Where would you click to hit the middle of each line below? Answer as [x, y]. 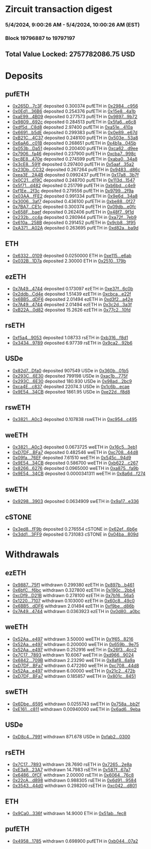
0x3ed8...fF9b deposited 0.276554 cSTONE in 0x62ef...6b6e [75, 529]
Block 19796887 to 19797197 [40, 38]
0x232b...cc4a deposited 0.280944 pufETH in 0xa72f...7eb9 [75, 217]
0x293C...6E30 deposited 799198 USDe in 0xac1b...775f [70, 376]
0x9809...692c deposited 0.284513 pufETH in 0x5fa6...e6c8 [74, 122]
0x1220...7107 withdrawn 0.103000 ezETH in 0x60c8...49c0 [74, 601]
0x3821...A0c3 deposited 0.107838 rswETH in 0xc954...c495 [75, 420]
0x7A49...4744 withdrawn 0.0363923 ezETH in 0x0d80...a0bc [76, 611]
